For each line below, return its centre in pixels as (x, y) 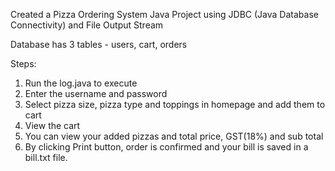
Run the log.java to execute (81, 83)
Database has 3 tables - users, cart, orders (99, 44)
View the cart (52, 125)
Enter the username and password (96, 93)
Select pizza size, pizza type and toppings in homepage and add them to (175, 104)
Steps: (23, 63)
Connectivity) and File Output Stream (87, 25)
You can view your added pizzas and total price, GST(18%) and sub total (174, 136)
